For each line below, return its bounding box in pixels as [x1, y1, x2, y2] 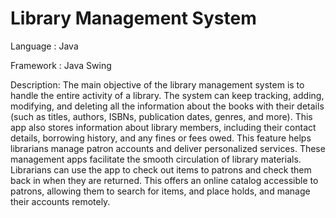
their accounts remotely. [10, 195, 111, 207]
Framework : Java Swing [10, 59, 112, 71]
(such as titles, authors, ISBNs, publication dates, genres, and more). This [10, 110, 313, 122]
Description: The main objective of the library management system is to [10, 78, 305, 91]
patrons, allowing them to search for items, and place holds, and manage [10, 185, 311, 197]
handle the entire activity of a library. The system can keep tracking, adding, [10, 89, 325, 101]
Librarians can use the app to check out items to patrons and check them [10, 163, 312, 176]
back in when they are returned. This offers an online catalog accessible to [10, 174, 319, 186]
